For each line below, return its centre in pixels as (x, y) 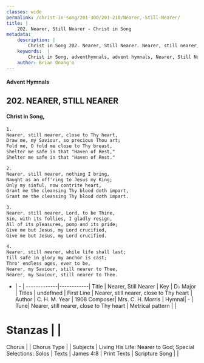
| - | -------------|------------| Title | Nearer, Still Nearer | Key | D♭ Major (105, 286)
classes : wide (24, 12)
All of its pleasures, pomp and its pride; (62, 224)
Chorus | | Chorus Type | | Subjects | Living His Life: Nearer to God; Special (100, 347)
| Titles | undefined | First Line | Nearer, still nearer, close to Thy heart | (104, 293)
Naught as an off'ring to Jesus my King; (59, 179)
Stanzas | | (34, 330)
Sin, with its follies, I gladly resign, (59, 219)
